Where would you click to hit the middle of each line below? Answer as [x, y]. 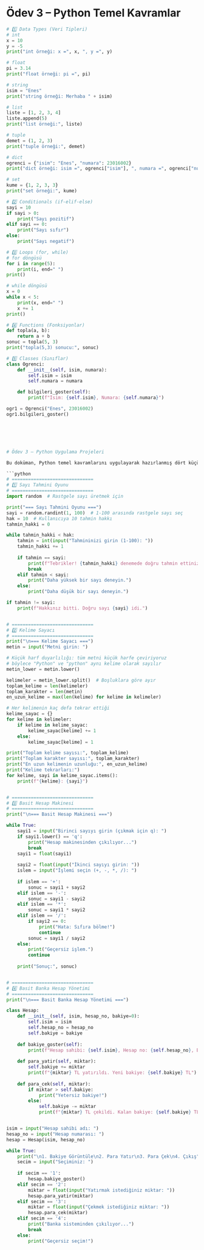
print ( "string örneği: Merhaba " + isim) [59, 96]
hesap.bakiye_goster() [57, 1179]
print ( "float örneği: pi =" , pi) [49, 74]
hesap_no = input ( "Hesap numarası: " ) [55, 1134]
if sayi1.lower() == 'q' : [50, 837]
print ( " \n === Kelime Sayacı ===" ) [50, 641]
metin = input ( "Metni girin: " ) [47, 647]
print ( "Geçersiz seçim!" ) [61, 1241]
